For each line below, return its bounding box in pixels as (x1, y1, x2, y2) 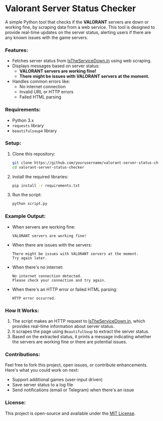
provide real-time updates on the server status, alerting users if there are (5, 29, 151, 35)
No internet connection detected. (12, 273, 82, 278)
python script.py (12, 201, 48, 206)
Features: (5, 47, 28, 54)
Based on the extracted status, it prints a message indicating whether (12, 333, 152, 339)
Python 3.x (12, 117, 34, 123)
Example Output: (5, 213, 46, 220)
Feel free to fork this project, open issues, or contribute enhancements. (5, 362, 148, 368)
